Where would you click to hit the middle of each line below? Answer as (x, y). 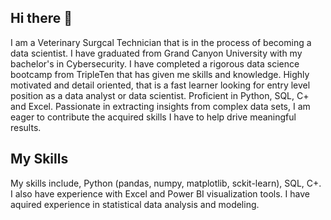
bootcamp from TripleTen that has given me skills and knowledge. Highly (160, 74)
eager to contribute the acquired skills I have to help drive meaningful (153, 117)
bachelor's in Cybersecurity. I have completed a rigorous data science (155, 63)
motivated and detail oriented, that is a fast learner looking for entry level (160, 85)
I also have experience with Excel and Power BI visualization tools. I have (160, 193)
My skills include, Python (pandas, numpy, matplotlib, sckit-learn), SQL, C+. (166, 183)
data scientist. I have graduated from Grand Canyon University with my (156, 53)
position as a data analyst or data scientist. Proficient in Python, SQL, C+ (160, 95)
